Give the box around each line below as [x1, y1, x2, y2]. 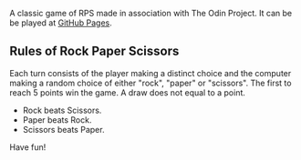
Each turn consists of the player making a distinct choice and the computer [9, 67, 292, 78]
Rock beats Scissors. [22, 105, 102, 115]
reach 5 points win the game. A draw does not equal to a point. [9, 86, 246, 98]
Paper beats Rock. [22, 114, 92, 125]
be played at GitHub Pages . [9, 17, 112, 28]
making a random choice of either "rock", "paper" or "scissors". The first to [9, 77, 292, 88]
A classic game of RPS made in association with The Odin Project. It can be [9, 8, 293, 18]
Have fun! [9, 141, 47, 153]
